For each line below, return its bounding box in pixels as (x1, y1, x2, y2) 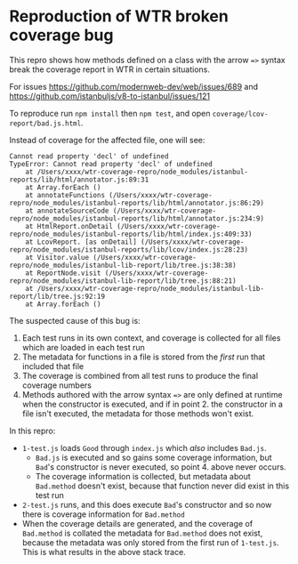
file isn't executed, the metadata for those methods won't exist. (21, 407, 254, 419)
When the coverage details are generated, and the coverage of (21, 518, 254, 528)
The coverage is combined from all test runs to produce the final (21, 370, 259, 381)
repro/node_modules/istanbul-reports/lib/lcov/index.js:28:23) (9, 245, 249, 254)
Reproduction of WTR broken (9, 6, 229, 27)
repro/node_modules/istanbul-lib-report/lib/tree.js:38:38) (9, 261, 238, 270)
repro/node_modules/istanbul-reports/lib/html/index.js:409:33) (9, 230, 253, 238)
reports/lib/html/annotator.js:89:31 (9, 175, 149, 184)
